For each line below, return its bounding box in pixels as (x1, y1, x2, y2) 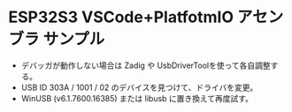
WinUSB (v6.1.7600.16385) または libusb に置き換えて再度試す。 (20, 93, 254, 103)
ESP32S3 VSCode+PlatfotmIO (8, 7, 234, 27)
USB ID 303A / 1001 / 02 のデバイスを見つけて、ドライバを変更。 (20, 82, 258, 93)
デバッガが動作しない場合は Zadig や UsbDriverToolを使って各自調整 (20, 60, 271, 71)
